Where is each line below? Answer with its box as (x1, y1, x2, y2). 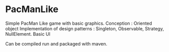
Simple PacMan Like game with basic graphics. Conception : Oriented (5, 20, 152, 26)
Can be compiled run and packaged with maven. (5, 40, 108, 46)
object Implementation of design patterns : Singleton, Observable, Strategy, (5, 25, 164, 31)
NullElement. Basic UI (5, 31, 51, 37)
